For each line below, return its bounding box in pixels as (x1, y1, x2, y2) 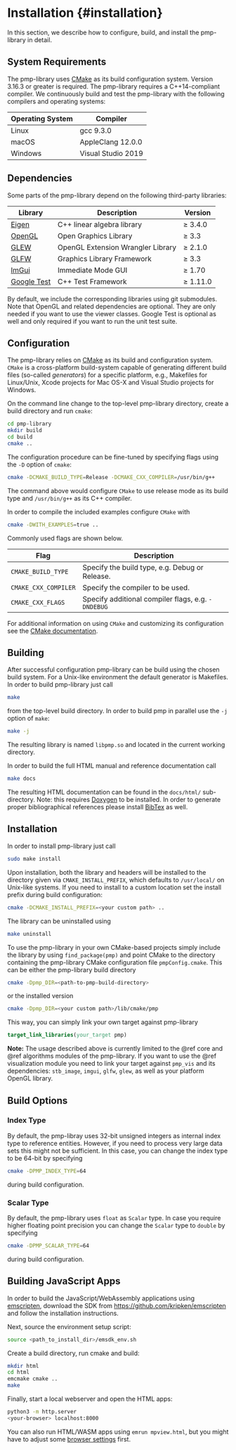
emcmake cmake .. (7, 1376, 58, 1383)
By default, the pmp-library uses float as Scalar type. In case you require (7, 1213, 221, 1222)
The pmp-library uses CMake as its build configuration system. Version (7, 74, 214, 83)
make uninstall (7, 930, 52, 937)
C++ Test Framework (57, 276, 128, 286)
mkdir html (7, 1362, 39, 1369)
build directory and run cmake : (7, 407, 93, 415)
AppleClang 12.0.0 (79, 137, 143, 147)
